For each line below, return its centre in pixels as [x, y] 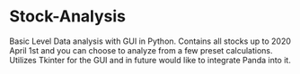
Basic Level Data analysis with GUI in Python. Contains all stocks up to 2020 [150, 41]
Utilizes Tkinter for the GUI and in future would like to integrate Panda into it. [150, 60]
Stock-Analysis [68, 16]
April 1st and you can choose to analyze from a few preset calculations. [141, 50]
